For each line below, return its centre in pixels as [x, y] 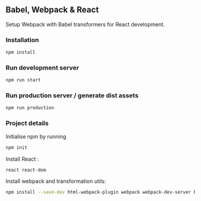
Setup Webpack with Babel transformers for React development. [85, 24]
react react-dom [26, 170]
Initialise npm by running [36, 136]
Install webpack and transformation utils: [56, 181]
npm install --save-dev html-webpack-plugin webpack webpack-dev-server [98, 192]
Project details [27, 124]
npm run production [30, 108]
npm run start [23, 80]
